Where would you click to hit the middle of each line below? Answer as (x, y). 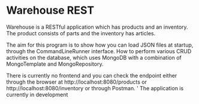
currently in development (37, 94)
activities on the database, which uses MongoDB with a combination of (94, 57)
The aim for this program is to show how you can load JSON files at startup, (100, 45)
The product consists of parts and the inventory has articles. (81, 33)
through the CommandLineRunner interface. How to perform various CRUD (99, 51)
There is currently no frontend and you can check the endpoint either (92, 75)
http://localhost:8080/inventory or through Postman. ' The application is (95, 88)
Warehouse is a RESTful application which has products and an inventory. (97, 27)
